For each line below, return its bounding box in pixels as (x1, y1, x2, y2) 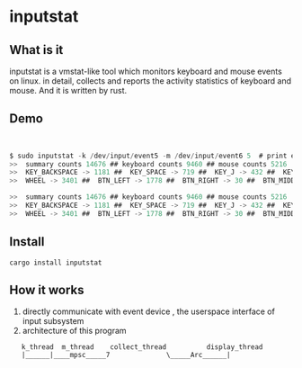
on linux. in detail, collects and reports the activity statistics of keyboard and (9, 76, 292, 86)
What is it (9, 42, 64, 58)
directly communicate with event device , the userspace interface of (22, 306, 276, 317)
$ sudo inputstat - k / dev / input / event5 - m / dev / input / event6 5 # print (9, 151, 288, 160)
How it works (9, 283, 84, 298)
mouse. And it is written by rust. (9, 85, 128, 95)
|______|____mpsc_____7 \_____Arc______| (21, 351, 231, 360)
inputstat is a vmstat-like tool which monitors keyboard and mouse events (9, 66, 283, 76)
